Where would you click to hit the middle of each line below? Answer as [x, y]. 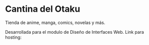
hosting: [13, 37]
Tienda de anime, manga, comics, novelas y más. [55, 22]
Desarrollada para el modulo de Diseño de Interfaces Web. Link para [74, 32]
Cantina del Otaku [43, 9]
